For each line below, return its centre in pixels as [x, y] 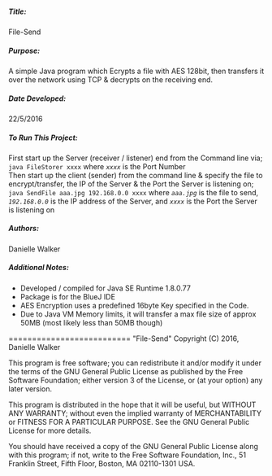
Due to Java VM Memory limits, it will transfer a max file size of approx [138, 314]
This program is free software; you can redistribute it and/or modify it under [135, 363]
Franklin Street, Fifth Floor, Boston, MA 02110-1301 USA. [102, 463]
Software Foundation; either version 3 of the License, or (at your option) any [136, 380]
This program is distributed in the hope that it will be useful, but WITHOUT [132, 404]
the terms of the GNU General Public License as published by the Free [126, 371]
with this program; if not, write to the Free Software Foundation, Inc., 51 [127, 455]
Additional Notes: [39, 268]
